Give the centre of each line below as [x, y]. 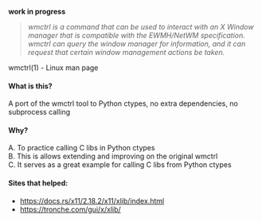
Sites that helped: [38, 183]
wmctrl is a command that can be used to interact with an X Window [141, 27]
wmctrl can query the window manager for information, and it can [137, 44]
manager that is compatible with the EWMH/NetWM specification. [136, 35]
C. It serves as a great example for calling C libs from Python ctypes [120, 165]
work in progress [37, 12]
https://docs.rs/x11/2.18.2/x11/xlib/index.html [92, 201]
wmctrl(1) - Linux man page [53, 68]
